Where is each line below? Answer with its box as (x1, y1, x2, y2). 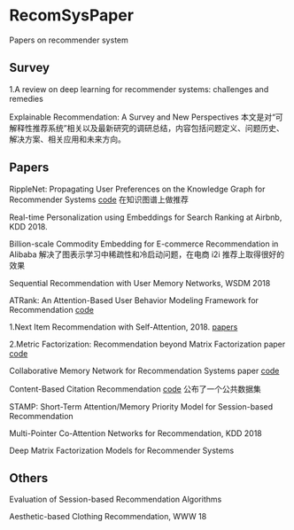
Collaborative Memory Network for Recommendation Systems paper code (9, 365, 280, 376)
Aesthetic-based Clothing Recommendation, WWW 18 (9, 511, 207, 522)
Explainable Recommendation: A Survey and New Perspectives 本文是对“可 (9, 112, 283, 122)
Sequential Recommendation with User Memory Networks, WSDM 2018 (9, 277, 271, 288)
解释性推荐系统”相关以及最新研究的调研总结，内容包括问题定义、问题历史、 (9, 122, 285, 133)
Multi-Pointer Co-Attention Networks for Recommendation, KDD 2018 (9, 427, 263, 439)
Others (9, 471, 49, 486)
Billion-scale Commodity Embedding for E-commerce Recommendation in (9, 238, 279, 249)
